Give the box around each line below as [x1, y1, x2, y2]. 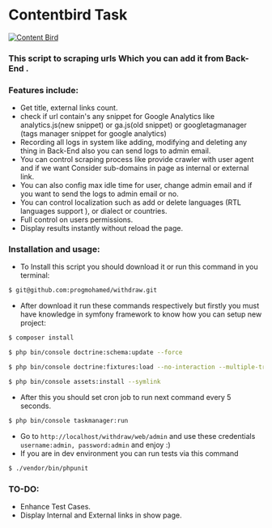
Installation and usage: [8, 244, 100, 255]
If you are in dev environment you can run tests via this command [19, 448, 239, 458]
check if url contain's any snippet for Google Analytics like [19, 112, 215, 121]
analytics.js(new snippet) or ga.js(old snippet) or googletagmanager [19, 120, 247, 130]
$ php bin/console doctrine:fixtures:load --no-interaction [8, 363, 216, 372]
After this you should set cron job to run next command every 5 [19, 392, 232, 402]
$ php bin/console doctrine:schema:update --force [8, 348, 183, 357]
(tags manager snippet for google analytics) [19, 129, 168, 138]
